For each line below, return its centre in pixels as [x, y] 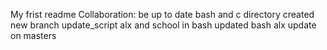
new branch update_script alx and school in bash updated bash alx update [163, 25]
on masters [33, 35]
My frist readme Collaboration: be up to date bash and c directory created [162, 14]
